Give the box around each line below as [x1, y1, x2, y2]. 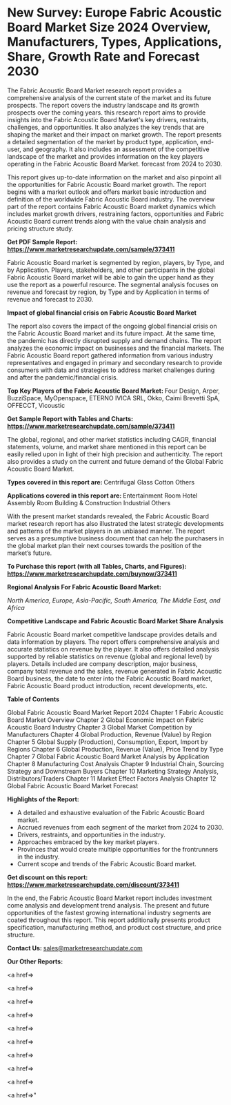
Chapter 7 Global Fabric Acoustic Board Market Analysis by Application [7, 752, 210, 761]
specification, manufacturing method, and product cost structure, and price [7, 923, 222, 931]
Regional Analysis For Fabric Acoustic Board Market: [7, 583, 162, 591]
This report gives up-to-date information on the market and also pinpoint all [7, 173, 222, 181]
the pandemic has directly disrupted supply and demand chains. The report [7, 336, 222, 344]
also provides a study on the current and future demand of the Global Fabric [7, 457, 224, 465]
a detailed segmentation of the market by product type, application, [7, 137, 199, 146]
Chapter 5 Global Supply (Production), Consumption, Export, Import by [7, 737, 208, 746]
